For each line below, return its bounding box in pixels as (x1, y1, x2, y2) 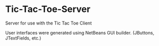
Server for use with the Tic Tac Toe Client (5, 20, 92, 26)
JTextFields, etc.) (5, 35, 42, 41)
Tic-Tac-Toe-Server (5, 3, 91, 15)
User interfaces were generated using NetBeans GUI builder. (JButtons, (5, 29, 154, 35)
